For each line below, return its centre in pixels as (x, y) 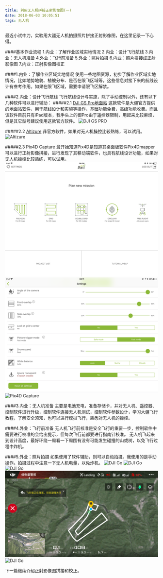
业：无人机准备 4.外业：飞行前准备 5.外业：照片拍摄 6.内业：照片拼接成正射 (81, 58)
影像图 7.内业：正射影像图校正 (35, 64)
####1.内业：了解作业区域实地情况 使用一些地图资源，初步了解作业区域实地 (81, 74)
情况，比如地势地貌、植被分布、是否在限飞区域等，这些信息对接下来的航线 (79, 81)
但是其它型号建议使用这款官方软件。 (41, 121)
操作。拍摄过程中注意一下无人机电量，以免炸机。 (54, 463)
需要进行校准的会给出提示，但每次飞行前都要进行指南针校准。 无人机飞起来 (80, 434)
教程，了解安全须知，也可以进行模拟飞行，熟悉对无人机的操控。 (69, 418)
